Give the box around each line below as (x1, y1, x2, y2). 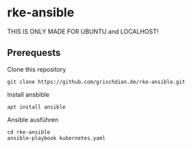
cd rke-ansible (7, 128, 51, 136)
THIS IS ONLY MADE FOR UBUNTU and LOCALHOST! (7, 27, 159, 35)
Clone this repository (7, 65, 67, 73)
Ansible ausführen (7, 115, 59, 123)
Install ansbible (7, 90, 50, 98)
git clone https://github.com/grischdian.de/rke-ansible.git (7, 78, 186, 85)
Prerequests (7, 47, 61, 59)
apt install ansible (7, 104, 67, 110)
